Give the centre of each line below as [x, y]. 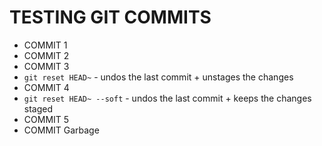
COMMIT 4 [46, 87]
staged [38, 108]
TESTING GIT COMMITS [110, 17]
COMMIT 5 [46, 119]
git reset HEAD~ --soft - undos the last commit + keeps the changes [167, 98]
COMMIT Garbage [61, 130]
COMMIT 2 [46, 55]
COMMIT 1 [45, 45]
